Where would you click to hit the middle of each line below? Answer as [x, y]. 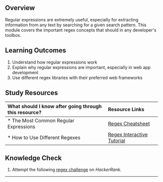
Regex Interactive [128, 134]
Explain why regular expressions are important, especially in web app [81, 67]
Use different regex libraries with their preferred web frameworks [77, 78]
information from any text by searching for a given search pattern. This [76, 25]
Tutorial [116, 141]
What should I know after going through [55, 106]
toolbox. [13, 35]
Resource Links [126, 110]
